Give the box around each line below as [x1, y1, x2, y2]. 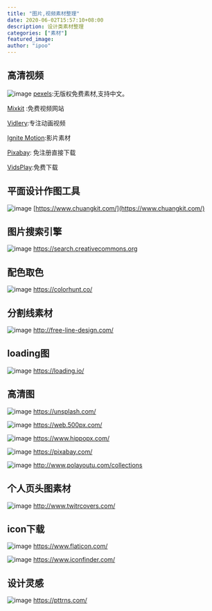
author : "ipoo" [7, 42, 51, 49]
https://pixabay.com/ [33, 448, 93, 456]
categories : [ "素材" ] [7, 29, 68, 37]
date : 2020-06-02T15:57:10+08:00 [7, 17, 104, 24]
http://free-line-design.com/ [33, 326, 114, 335]
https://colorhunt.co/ [33, 285, 93, 294]
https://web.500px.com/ [33, 420, 103, 429]
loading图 [7, 348, 50, 360]
